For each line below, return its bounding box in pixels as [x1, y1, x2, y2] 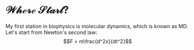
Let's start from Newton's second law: [5, 29, 98, 36]
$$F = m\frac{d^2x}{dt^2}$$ [63, 37, 132, 45]
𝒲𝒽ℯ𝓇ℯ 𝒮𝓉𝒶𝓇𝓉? [5, 3, 70, 17]
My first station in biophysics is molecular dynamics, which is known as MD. [5, 22, 188, 29]
